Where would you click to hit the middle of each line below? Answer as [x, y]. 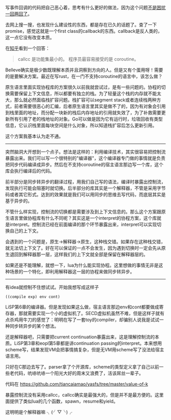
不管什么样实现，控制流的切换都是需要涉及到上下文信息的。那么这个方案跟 [83, 212]
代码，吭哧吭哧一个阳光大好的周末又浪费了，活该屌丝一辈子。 [79, 373]
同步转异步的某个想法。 [34, 326]
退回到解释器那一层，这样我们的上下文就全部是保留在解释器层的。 [79, 254]
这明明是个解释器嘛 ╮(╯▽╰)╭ [39, 412]
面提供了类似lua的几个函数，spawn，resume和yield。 [62, 401]
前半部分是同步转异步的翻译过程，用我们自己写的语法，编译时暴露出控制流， [85, 182]
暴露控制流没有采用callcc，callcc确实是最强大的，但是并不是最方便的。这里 [84, 395]
